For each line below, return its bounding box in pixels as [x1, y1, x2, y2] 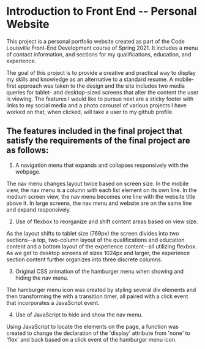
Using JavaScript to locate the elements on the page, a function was [6, 323, 179, 330]
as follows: [6, 145, 49, 156]
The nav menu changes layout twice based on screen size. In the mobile [6, 180, 188, 187]
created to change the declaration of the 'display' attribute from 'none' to [6, 329, 191, 337]
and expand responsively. [6, 205, 72, 213]
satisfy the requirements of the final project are [6, 136, 191, 146]
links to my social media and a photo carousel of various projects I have [6, 101, 187, 109]
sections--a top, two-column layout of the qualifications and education [6, 236, 185, 244]
